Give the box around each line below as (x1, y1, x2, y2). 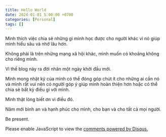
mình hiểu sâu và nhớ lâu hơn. (5, 41, 68, 47)
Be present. (5, 116, 29, 122)
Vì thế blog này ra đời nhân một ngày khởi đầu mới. (5, 66, 111, 72)
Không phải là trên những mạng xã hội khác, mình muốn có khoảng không (5, 51, 159, 57)
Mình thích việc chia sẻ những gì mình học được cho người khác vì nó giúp (5, 36, 160, 42)
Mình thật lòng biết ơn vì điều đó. (5, 96, 74, 102)
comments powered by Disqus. (83, 126, 148, 132)
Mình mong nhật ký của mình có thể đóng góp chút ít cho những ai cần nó (5, 76, 159, 82)
